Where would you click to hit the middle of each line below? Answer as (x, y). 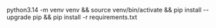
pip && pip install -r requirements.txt (85, 17)
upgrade (19, 17)
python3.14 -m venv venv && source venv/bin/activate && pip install (104, 10)
